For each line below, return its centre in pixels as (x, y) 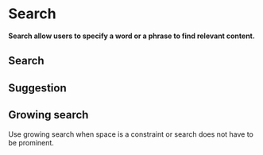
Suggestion (37, 88)
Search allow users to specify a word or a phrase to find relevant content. (132, 36)
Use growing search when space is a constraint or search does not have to (131, 134)
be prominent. (31, 142)
